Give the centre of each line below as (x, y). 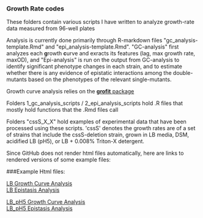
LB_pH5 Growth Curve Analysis (46, 202)
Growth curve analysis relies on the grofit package (70, 91)
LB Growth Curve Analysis (39, 184)
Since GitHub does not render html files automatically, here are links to (95, 153)
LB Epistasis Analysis (33, 190)
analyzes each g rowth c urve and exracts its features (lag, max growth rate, (101, 53)
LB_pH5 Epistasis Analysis (39, 208)
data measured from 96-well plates (51, 28)
